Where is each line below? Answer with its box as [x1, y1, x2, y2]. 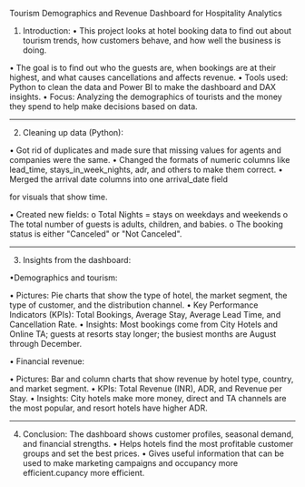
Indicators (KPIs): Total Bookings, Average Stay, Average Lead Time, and [9, 309, 281, 320]
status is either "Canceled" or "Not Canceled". [9, 228, 182, 239]
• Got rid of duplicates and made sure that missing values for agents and [9, 145, 281, 156]
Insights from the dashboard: [22, 255, 132, 265]
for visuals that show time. [9, 191, 108, 202]
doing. [22, 45, 47, 56]
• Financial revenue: [9, 356, 84, 367]
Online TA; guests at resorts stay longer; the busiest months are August [9, 329, 277, 340]
